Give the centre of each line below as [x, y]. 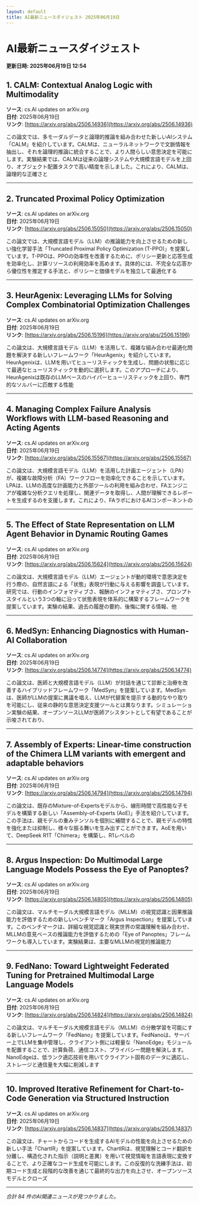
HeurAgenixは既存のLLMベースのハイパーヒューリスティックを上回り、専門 [98, 377]
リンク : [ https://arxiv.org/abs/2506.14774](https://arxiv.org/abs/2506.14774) [99, 670]
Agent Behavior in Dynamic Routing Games [87, 534]
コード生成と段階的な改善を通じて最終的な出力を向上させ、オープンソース [102, 1171]
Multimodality [33, 94]
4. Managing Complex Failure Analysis [78, 409]
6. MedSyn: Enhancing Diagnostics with [81, 631]
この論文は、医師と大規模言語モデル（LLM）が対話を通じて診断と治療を [94, 683]
